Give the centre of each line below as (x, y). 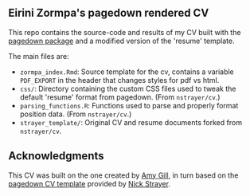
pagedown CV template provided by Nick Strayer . (90, 183)
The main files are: (39, 56)
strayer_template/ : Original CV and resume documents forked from (131, 122)
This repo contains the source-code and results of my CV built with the (125, 32)
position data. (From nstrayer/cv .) (76, 114)
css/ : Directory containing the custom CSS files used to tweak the (128, 88)
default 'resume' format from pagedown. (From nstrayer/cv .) (120, 97)
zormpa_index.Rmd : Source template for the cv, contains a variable (127, 72)
